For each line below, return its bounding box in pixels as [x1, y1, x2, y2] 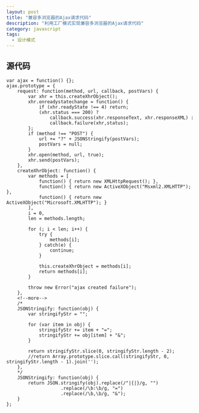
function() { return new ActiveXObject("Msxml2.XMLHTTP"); [38, 183, 191, 190]
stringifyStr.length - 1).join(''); [6, 358, 99, 364]
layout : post [6, 8, 39, 15]
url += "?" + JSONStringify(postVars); [38, 136, 140, 142]
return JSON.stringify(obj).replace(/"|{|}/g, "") [28, 380, 159, 386]
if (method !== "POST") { [28, 130, 94, 136]
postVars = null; [38, 141, 83, 147]
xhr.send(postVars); [28, 157, 80, 163]
